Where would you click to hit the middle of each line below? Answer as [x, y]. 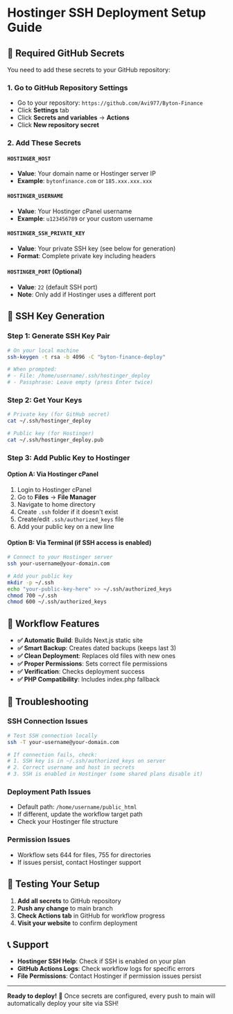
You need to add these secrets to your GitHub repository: [89, 70]
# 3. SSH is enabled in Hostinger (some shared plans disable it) [105, 774]
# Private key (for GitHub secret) [59, 414]
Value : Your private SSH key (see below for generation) [96, 248]
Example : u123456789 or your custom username [85, 218]
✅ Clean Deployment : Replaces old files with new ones [96, 656]
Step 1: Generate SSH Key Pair [59, 336]
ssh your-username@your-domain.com [59, 564]
